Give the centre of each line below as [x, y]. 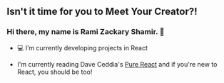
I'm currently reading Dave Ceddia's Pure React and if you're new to [117, 64]
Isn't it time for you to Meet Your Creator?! [102, 12]
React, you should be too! [55, 72]
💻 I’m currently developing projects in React [82, 48]
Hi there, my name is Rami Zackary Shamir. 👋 [86, 32]
